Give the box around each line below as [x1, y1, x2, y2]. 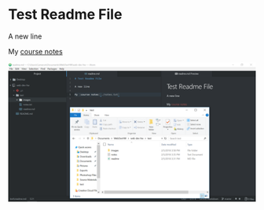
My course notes [8, 46, 63, 56]
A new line [8, 31, 42, 41]
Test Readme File [8, 6, 123, 24]
